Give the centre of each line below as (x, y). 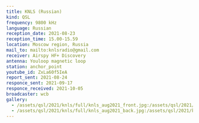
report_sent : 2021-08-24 (37, 77)
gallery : (17, 99)
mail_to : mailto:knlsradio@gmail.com (53, 50)
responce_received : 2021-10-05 (45, 89)
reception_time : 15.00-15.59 (42, 39)
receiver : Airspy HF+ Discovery (46, 56)
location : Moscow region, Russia (47, 45)
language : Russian (29, 28)
